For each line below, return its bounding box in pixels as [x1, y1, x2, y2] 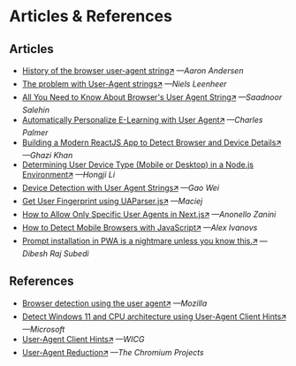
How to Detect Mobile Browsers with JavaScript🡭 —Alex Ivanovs [21, 223, 258, 233]
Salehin [21, 104, 50, 115]
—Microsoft [21, 324, 65, 334]
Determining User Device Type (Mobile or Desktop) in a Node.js [21, 159, 254, 170]
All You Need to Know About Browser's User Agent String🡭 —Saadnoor [21, 92, 283, 103]
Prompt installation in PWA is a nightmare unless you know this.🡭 [21, 236, 258, 246]
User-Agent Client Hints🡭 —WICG [21, 333, 145, 344]
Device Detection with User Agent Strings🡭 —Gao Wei [21, 183, 219, 193]
